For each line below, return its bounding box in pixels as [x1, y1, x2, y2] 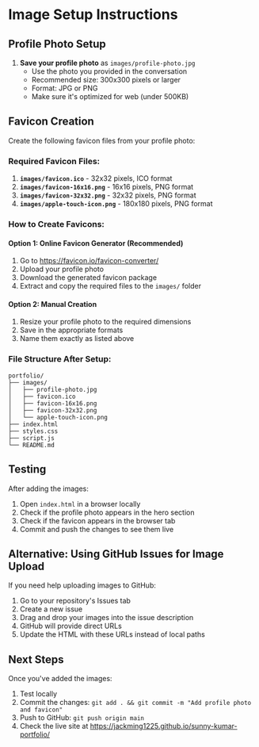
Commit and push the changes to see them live [19, 524, 174, 534]
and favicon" [19, 706, 63, 714]
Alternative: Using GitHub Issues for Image [8, 547, 224, 561]
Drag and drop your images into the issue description [19, 613, 194, 622]
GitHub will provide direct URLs [19, 621, 123, 631]
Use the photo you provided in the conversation [31, 67, 188, 76]
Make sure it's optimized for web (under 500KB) [31, 92, 189, 101]
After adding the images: [8, 484, 90, 493]
